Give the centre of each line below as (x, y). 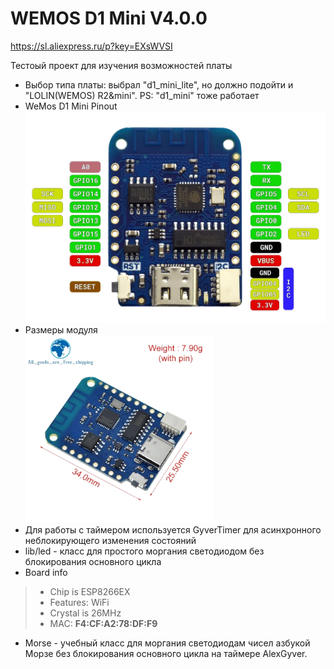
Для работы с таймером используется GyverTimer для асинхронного (173, 530)
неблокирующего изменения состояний (110, 541)
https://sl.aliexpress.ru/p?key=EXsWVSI (91, 46)
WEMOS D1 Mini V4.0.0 (109, 18)
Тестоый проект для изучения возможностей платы (121, 65)
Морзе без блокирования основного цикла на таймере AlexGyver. (166, 654)
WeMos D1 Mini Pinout (71, 106)
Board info (46, 573)
